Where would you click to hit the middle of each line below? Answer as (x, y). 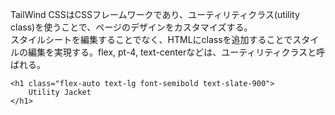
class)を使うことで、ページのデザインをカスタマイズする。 (131, 27)
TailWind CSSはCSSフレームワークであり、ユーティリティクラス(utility (155, 14)
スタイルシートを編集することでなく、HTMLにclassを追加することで (151, 39)
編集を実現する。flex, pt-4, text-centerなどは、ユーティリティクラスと (172, 52)
